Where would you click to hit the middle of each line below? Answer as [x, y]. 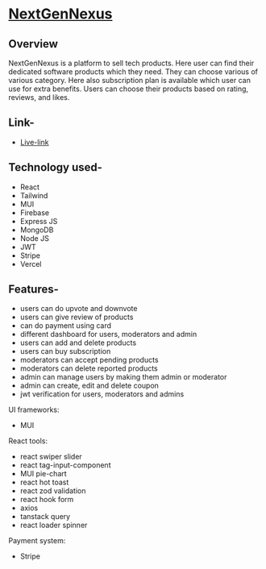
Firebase [35, 212]
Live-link [35, 142]
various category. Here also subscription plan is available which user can [130, 80]
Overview [33, 44]
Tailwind [34, 195]
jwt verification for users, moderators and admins [102, 394]
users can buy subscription [65, 351]
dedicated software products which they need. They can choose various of [133, 72]
